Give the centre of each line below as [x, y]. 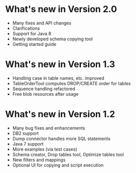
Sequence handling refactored [44, 89]
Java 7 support [28, 144]
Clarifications [26, 28]
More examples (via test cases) [45, 149]
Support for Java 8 [32, 33]
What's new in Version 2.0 [61, 9]
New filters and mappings [39, 160]
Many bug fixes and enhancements [49, 128]
